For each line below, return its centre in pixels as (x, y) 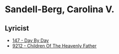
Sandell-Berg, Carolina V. (60, 9)
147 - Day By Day (31, 40)
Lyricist (17, 28)
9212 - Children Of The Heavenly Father (54, 46)
